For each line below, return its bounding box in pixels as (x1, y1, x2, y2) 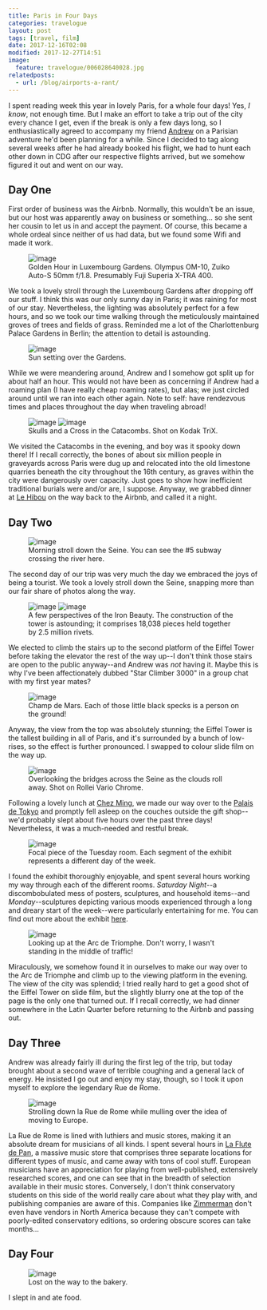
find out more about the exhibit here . (8, 914, 129, 924)
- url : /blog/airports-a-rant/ (15, 78, 120, 86)
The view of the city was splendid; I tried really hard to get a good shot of (8, 979, 249, 989)
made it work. (8, 238, 53, 248)
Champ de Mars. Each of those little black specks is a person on (28, 701, 239, 711)
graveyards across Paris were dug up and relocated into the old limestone (8, 459, 251, 468)
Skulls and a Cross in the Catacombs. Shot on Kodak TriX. (28, 426, 218, 436)
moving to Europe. (28, 1115, 89, 1125)
